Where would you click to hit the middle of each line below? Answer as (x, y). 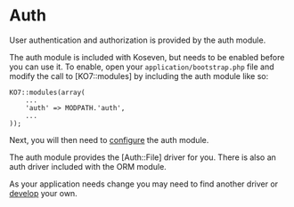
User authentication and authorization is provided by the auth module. (138, 40)
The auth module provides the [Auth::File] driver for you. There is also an (143, 157)
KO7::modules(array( (48, 92)
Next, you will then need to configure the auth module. (109, 139)
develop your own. (43, 193)
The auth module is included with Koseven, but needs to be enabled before (147, 57)
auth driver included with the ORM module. (88, 166)
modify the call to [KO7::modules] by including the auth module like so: (139, 76)
